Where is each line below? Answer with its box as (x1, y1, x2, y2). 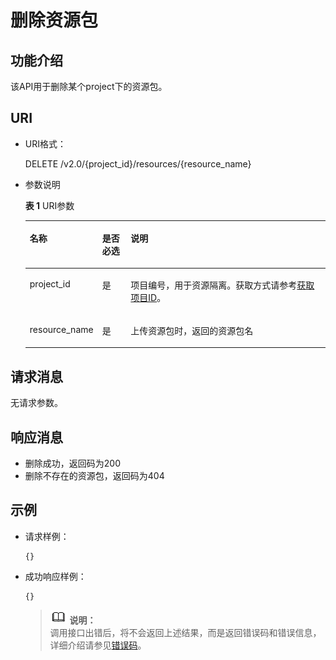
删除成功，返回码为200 (24, 457, 121, 469)
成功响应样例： (24, 570, 87, 582)
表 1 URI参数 (24, 199, 75, 211)
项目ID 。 (130, 291, 167, 303)
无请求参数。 (10, 397, 63, 409)
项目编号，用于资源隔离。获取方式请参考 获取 (130, 279, 315, 291)
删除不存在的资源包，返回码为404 (24, 469, 165, 481)
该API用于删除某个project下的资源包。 (10, 81, 168, 92)
